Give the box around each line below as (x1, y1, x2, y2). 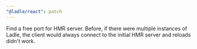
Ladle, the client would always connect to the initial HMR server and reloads (6, 31, 191, 38)
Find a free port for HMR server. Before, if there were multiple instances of (6, 25, 188, 32)
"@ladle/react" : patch (6, 8, 62, 15)
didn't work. (6, 37, 35, 44)
